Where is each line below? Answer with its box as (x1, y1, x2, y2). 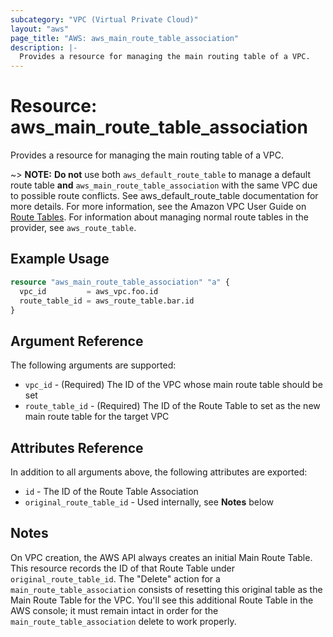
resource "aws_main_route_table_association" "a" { (10, 277, 230, 287)
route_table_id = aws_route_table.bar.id (19, 296, 195, 306)
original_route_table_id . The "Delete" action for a (10, 572, 221, 585)
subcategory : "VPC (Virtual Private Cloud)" (10, 14, 199, 25)
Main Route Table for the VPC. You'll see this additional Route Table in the (10, 594, 314, 606)
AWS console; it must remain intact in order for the (10, 604, 219, 616)
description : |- (10, 42, 78, 53)
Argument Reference (10, 332, 144, 350)
